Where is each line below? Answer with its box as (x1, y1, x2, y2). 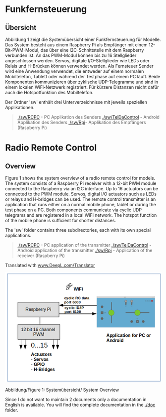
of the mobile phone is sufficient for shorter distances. (5, 218, 116, 223)
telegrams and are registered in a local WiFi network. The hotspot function (5, 212, 157, 218)
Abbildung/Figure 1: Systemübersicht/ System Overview (5, 387, 119, 393)
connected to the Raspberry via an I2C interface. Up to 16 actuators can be (5, 186, 159, 191)
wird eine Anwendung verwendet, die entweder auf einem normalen (5, 68, 144, 74)
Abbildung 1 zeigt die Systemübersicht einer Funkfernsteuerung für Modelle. (5, 36, 161, 42)
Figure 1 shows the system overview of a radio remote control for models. (5, 175, 155, 181)
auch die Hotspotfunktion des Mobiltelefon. (5, 90, 94, 95)
